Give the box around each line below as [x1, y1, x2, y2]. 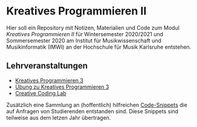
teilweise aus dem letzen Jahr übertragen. [6, 114, 111, 121]
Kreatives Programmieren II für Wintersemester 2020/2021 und [6, 30, 164, 37]
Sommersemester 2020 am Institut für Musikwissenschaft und [6, 37, 162, 44]
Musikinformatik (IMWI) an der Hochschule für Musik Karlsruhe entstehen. [6, 43, 192, 51]
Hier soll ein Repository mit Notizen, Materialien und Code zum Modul [6, 24, 180, 31]
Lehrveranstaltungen [6, 61, 88, 71]
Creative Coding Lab [15, 89, 66, 97]
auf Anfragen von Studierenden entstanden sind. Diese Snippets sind [6, 107, 179, 115]
